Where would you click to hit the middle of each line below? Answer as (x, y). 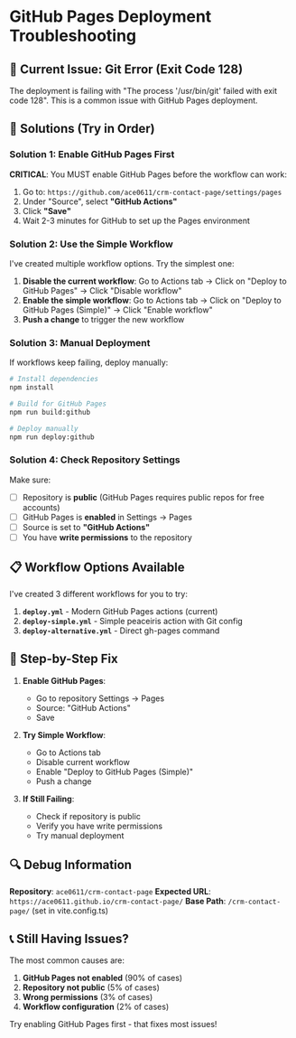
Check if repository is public (88, 816)
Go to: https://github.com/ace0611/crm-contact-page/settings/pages (152, 192)
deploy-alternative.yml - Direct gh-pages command (121, 631)
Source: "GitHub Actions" (83, 707)
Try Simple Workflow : (64, 734)
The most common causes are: (67, 960)
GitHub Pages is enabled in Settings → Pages (107, 517)
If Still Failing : (48, 799)
